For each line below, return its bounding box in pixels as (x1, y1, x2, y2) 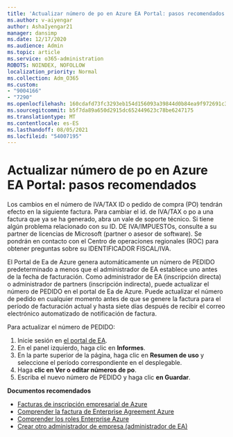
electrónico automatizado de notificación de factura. (7, 309, 157, 318)
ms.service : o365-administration (7, 55, 104, 62)
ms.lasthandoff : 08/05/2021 (7, 126, 89, 133)
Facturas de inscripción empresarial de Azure (17, 400, 148, 409)
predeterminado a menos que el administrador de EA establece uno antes (7, 265, 218, 274)
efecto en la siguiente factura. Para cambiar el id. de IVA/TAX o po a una (7, 207, 214, 216)
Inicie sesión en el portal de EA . (17, 336, 107, 345)
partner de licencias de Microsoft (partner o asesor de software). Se (7, 230, 202, 238)
